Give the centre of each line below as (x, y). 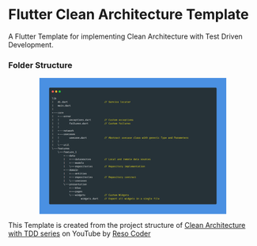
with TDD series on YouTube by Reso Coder (80, 233)
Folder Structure (40, 65)
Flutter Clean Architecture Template (128, 15)
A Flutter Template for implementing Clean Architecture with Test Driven (125, 36)
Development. (31, 44)
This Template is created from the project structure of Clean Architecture (127, 225)
